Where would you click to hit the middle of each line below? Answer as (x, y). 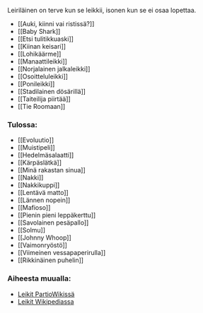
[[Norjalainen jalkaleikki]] (54, 69)
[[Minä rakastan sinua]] (52, 170)
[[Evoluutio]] (36, 140)
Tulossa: (22, 124)
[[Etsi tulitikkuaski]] (46, 39)
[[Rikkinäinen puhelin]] (50, 260)
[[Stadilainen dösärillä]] (52, 91)
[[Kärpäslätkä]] (40, 163)
